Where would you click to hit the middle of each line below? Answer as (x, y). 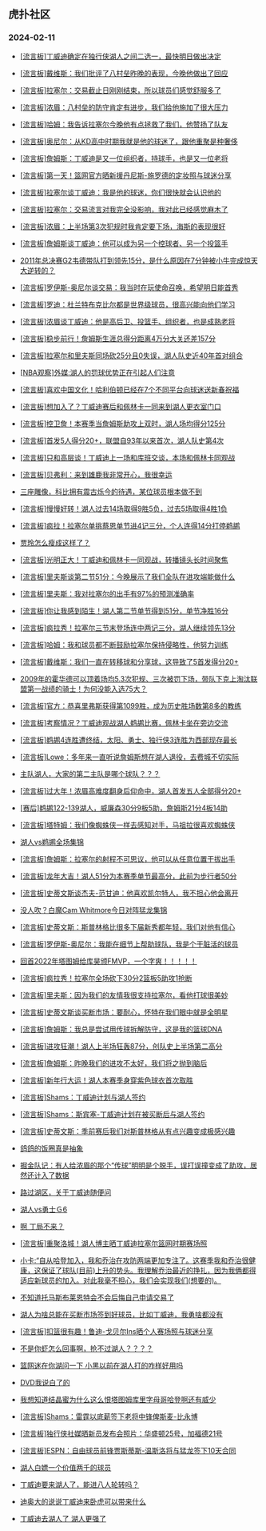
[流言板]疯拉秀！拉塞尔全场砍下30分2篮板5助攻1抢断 (106, 978)
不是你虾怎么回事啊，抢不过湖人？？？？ (86, 1348)
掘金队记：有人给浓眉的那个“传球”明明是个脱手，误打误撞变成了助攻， (135, 1165)
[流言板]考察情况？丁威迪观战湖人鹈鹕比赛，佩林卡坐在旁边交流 (124, 722)
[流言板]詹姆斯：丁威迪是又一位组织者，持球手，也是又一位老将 (124, 158)
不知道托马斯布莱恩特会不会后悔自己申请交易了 (97, 1297)
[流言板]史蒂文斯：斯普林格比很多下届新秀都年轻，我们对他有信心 (127, 926)
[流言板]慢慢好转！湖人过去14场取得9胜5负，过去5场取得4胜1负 (123, 508)
